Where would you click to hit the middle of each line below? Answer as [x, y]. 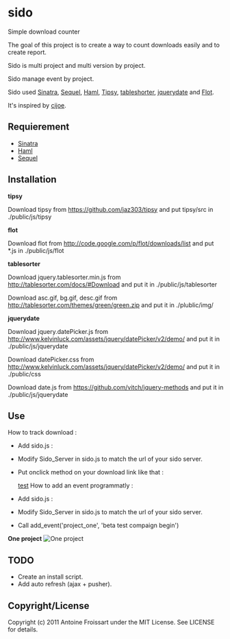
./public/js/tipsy [30, 217]
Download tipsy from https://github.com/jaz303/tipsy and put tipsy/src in [111, 209]
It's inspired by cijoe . [37, 105]
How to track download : [42, 433]
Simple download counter [44, 32]
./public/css [25, 374]
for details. [23, 629]
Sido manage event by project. [51, 79]
